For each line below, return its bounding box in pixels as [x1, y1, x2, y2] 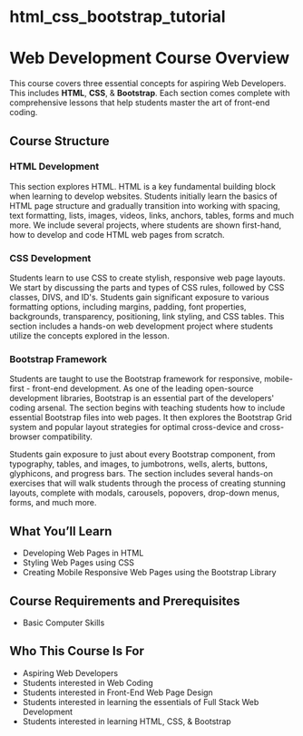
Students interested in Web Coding [22, 677, 154, 688]
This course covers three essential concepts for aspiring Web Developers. [9, 78, 287, 89]
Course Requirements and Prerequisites [9, 593, 240, 609]
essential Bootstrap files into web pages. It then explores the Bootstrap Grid [9, 412, 292, 423]
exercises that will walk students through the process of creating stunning [9, 478, 286, 489]
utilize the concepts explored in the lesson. [9, 330, 170, 341]
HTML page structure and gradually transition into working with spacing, [9, 200, 281, 211]
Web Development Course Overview [9, 48, 290, 69]
